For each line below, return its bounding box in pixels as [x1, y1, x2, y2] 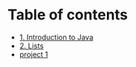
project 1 [19, 49, 49, 59]
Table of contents [7, 6, 129, 24]
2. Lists [19, 40, 44, 50]
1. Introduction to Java [19, 32, 94, 42]
